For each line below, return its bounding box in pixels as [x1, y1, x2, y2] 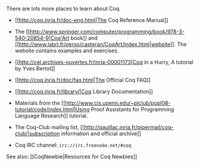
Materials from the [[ [14, 99, 66, 107]
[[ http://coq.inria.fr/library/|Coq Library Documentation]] [14, 88, 153, 95]
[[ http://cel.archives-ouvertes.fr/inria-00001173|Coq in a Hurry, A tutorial [14, 59, 194, 65]
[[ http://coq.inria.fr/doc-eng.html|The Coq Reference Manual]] [14, 17, 169, 23]
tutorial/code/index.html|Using [14, 106, 90, 112]
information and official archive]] [61, 130, 141, 137]
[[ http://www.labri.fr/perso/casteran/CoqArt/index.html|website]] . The [14, 41, 187, 48]
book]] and [70, 35, 98, 41]
